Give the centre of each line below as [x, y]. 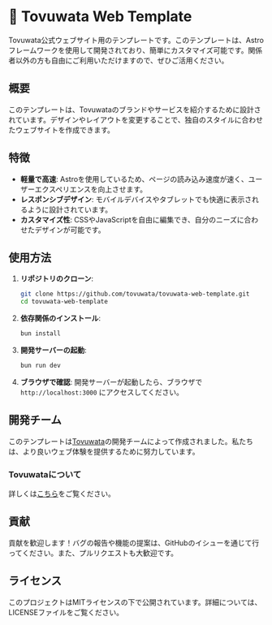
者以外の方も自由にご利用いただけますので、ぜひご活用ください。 [119, 60]
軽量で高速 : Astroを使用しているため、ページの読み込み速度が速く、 [134, 179]
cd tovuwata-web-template [64, 302]
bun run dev [40, 365]
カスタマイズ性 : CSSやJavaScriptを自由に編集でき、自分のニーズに [132, 219]
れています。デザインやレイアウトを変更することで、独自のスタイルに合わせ [136, 119]
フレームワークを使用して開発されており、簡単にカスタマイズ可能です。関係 [135, 50]
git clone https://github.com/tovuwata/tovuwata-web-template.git [135, 294]
